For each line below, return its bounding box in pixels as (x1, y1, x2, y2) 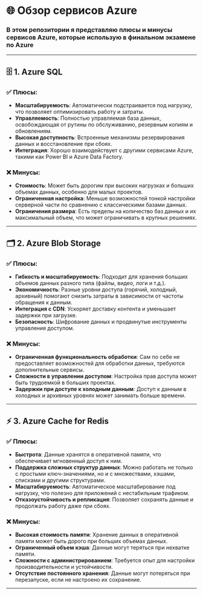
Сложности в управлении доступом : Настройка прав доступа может (14, 373, 197, 380)
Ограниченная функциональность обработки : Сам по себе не (14, 353, 180, 361)
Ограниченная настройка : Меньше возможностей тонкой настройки (14, 195, 195, 202)
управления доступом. (14, 324, 74, 332)
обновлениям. (14, 128, 53, 135)
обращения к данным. (14, 299, 72, 306)
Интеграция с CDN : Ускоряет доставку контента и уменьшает (14, 305, 176, 312)
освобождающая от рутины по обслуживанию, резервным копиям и (14, 121, 193, 128)
